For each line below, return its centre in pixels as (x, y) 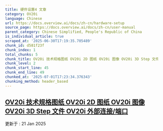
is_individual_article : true (34, 37)
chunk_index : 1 (20, 50)
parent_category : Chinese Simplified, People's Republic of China (73, 32)
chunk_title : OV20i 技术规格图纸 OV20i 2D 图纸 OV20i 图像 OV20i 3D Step (77, 59)
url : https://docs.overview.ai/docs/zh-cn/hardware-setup (65, 23)
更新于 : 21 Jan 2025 (25, 124)
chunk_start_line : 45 (27, 68)
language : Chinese (24, 18)
